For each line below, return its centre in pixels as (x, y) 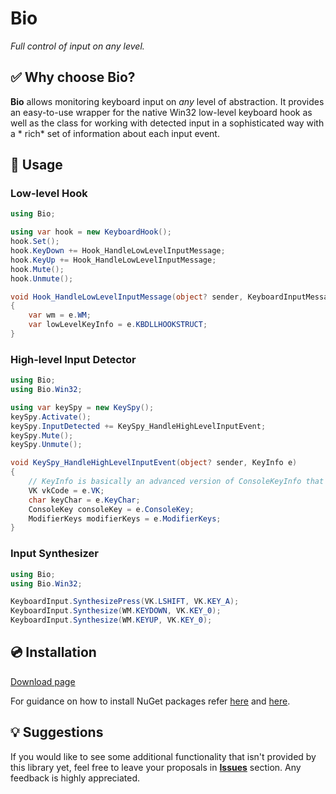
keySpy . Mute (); (42, 435)
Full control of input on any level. (77, 46)
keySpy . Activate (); (51, 417)
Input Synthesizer (54, 554)
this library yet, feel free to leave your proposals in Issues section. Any (156, 767)
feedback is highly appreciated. (75, 778)
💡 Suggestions (57, 732)
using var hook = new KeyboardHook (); (91, 232)
